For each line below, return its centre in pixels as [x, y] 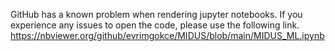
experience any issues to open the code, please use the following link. [155, 25]
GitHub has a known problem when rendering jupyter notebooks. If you [156, 14]
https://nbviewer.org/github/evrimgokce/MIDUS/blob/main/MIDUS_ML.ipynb [167, 35]
